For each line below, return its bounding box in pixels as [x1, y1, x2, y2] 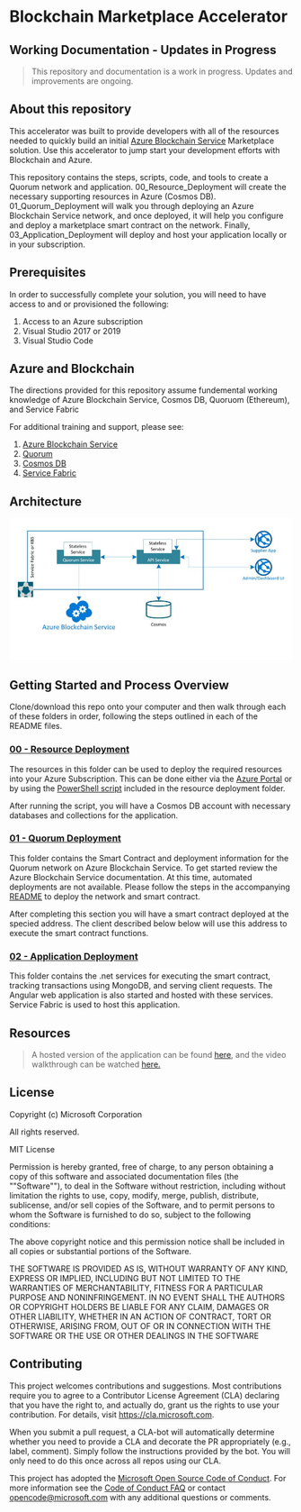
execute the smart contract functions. [9, 927, 149, 938]
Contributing [9, 1356, 83, 1371]
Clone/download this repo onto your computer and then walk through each [9, 701, 287, 713]
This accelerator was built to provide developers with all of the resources [9, 125, 280, 136]
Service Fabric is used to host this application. [9, 999, 181, 1010]
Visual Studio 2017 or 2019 [22, 325, 121, 336]
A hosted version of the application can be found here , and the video [31, 1049, 287, 1060]
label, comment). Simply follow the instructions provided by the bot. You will [9, 1445, 290, 1456]
